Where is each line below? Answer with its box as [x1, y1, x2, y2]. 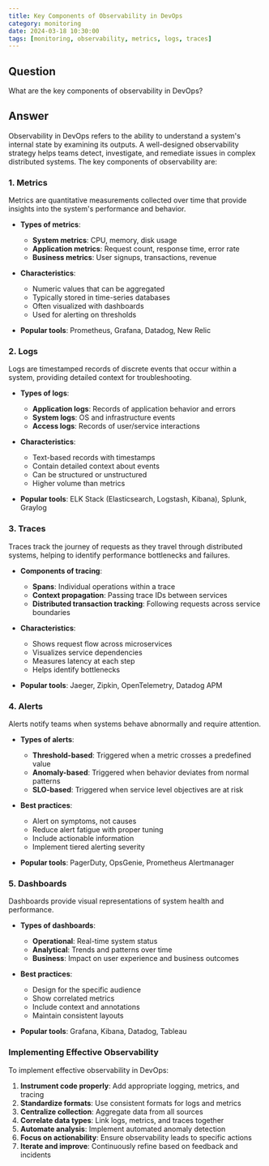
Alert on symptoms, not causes [32, 816, 137, 826]
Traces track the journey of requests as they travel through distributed [8, 541, 243, 551]
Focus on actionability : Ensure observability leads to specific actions [19, 1132, 253, 1143]
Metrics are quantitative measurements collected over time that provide [8, 195, 247, 205]
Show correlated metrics [32, 993, 115, 1003]
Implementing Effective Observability [8, 1047, 160, 1058]
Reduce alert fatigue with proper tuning [32, 825, 164, 835]
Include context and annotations [32, 1002, 140, 1012]
